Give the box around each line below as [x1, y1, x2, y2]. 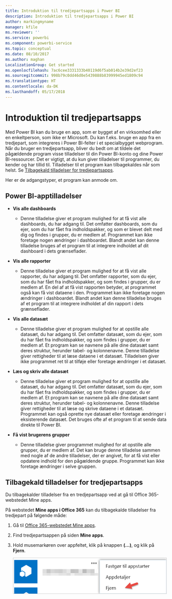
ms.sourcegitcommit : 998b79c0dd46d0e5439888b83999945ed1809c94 [5, 73, 143, 78]
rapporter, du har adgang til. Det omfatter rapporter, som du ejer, [20, 273, 157, 279]
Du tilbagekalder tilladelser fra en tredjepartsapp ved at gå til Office [5, 491, 147, 498]
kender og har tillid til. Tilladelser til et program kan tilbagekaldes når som [5, 161, 160, 167]
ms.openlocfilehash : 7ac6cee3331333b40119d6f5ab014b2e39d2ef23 [5, 68, 143, 73]
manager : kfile [5, 25, 38, 30]
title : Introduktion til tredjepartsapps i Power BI [5, 8, 120, 13]
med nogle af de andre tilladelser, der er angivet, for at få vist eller [20, 452, 160, 458]
